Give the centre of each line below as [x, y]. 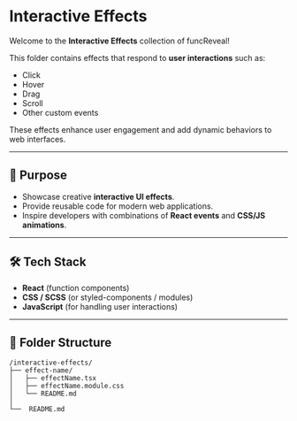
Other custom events [60, 112]
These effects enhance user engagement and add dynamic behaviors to [141, 129]
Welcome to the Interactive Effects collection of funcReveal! [119, 41]
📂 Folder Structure [61, 342]
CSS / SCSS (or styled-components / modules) [107, 297]
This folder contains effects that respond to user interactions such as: [137, 57]
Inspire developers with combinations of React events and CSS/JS [144, 215]
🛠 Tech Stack [48, 262]
